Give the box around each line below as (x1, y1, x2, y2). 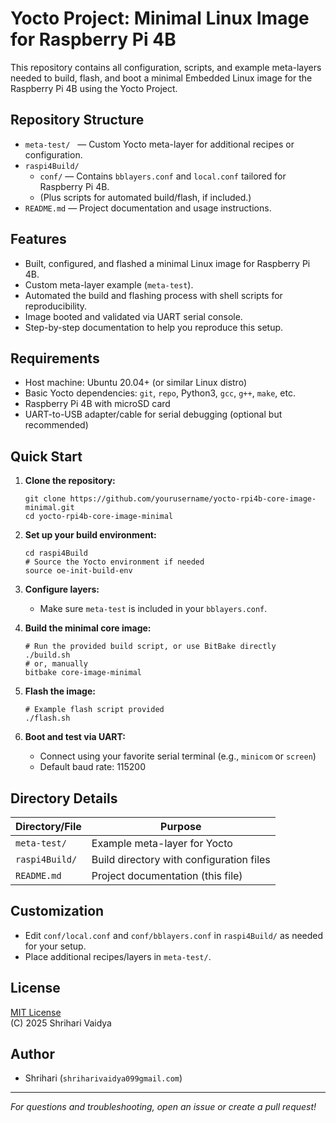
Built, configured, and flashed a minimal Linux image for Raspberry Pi (24, 257, 311, 269)
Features (10, 231, 67, 248)
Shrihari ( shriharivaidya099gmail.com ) (24, 1072, 183, 1084)
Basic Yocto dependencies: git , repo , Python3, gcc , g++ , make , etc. (24, 387, 296, 399)
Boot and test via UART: (24, 731, 126, 743)
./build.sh (24, 650, 71, 661)
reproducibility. (24, 300, 88, 312)
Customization (10, 903, 105, 920)
